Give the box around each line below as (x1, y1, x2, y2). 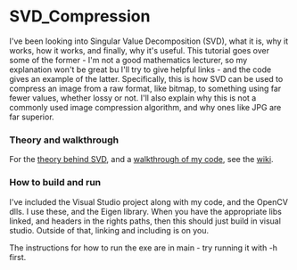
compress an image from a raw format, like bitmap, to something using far (9, 83, 282, 94)
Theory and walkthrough (9, 134, 119, 146)
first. (9, 251, 27, 262)
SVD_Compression (9, 6, 151, 27)
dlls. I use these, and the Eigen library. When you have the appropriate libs (9, 206, 283, 217)
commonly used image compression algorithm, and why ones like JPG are (9, 102, 282, 112)
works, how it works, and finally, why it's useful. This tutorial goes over (9, 45, 270, 55)
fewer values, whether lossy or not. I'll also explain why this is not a (9, 92, 257, 103)
